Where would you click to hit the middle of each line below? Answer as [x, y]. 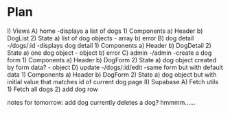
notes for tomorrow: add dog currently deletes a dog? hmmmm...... [101, 102]
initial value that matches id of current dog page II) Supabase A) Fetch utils [113, 81]
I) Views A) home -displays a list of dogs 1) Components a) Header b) [105, 31]
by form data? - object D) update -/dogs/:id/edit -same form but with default [115, 67]
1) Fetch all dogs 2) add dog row [53, 89]
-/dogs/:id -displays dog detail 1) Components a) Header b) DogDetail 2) [109, 45]
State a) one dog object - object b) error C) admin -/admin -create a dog [110, 53]
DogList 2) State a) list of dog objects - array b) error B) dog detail [101, 38]
